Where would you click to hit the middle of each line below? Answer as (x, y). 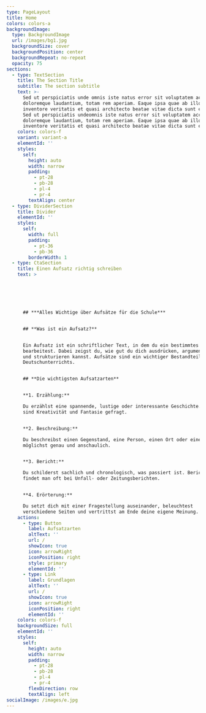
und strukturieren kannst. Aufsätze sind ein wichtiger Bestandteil (112, 356)
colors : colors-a (29, 23)
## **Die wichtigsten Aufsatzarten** (71, 379)
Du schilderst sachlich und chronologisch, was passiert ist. (104, 473)
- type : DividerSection (42, 206)
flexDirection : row (53, 688)
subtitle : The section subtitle (59, 87)
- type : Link (39, 574)
